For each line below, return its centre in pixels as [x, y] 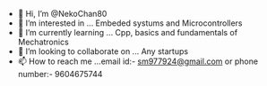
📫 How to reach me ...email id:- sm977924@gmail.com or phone [138, 61]
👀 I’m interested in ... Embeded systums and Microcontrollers [130, 23]
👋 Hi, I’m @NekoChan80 [62, 14]
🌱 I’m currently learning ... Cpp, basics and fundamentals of [128, 32]
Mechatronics [43, 42]
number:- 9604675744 [60, 74]
